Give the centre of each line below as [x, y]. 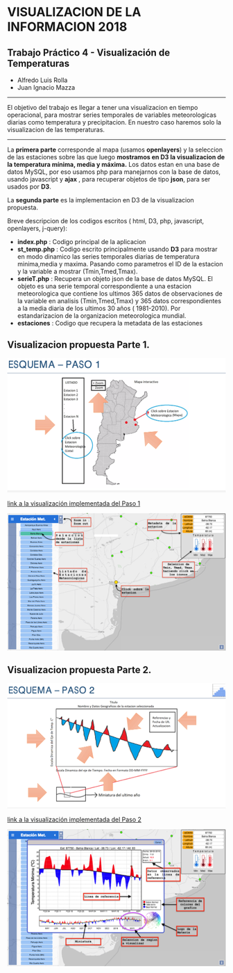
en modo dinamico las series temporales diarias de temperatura [108, 257]
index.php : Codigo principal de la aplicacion [81, 242]
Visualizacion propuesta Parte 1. [79, 345]
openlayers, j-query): [37, 228]
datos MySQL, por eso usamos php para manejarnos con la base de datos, [114, 172]
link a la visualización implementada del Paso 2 [75, 819]
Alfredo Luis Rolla [42, 80]
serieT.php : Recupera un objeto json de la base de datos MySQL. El [115, 279]
